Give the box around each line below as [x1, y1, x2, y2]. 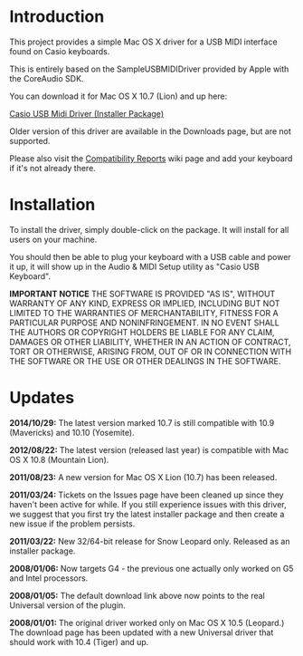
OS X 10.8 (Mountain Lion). [9, 454, 109, 465]
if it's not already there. [9, 162, 97, 173]
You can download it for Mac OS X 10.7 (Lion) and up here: [9, 91, 228, 101]
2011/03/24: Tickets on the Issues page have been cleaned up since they [9, 489, 284, 500]
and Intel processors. [9, 573, 89, 584]
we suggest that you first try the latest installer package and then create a [9, 508, 285, 519]
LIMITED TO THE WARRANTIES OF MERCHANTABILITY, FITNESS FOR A [9, 307, 279, 318]
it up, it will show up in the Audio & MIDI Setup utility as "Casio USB [9, 261, 260, 272]
